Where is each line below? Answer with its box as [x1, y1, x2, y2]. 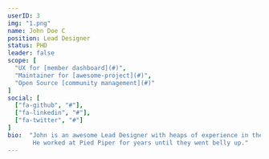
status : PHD [7, 42, 47, 50]
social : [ [7, 94, 41, 102]
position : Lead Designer [7, 34, 91, 43]
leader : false [7, 49, 55, 57]
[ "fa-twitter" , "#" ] [14, 116, 84, 124]
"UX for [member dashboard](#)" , [14, 64, 127, 72]
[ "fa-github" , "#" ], [14, 101, 84, 109]
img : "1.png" [7, 19, 51, 27]
